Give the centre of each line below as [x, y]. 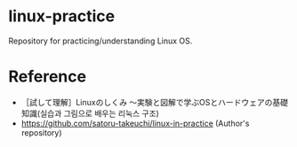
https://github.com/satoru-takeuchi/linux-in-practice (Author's [135, 123]
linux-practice [62, 16]
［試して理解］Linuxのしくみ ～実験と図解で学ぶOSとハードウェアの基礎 [155, 102]
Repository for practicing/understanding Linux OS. [100, 41]
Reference [47, 77]
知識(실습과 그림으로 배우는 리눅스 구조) [90, 113]
